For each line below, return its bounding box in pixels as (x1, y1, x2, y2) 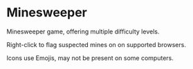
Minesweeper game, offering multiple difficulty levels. (6, 27, 160, 36)
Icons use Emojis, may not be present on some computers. (6, 53, 174, 62)
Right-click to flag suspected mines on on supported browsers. (6, 40, 186, 49)
